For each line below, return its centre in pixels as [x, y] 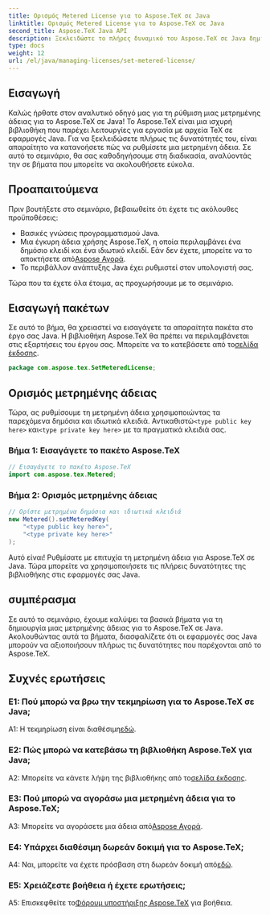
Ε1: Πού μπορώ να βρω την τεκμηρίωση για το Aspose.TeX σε [131, 702]
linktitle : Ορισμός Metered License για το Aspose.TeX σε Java [117, 23]
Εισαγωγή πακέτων [59, 308]
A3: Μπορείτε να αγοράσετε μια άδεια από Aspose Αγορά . [106, 826]
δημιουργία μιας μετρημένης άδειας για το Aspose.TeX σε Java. [116, 627]
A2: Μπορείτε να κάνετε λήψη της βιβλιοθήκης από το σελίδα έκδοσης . [128, 777]
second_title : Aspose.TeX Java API [68, 31]
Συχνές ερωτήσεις [57, 679]
